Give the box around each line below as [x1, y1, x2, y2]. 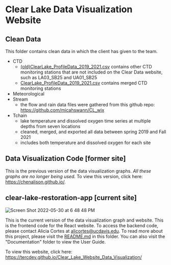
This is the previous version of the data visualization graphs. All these [5, 167, 152, 174]
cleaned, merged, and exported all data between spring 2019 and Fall [20, 129, 166, 135]
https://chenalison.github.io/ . [5, 179, 66, 185]
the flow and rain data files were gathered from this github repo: [20, 102, 155, 108]
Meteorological [12, 91, 45, 97]
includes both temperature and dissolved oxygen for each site [20, 139, 151, 146]
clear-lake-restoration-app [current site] [5, 194, 137, 202]
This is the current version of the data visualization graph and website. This [5, 217, 164, 223]
